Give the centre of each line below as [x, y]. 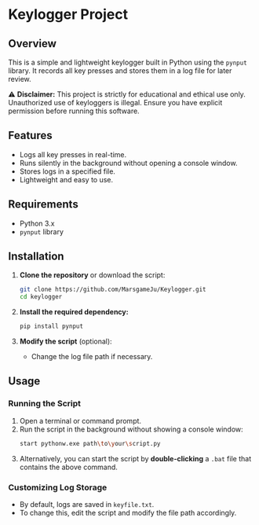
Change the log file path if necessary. [92, 357]
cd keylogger [41, 297]
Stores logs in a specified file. [67, 171]
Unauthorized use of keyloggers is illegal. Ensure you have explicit [115, 103]
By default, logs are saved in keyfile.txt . [87, 504]
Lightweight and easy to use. [66, 179]
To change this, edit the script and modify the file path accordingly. [128, 512]
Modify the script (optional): [66, 341]
